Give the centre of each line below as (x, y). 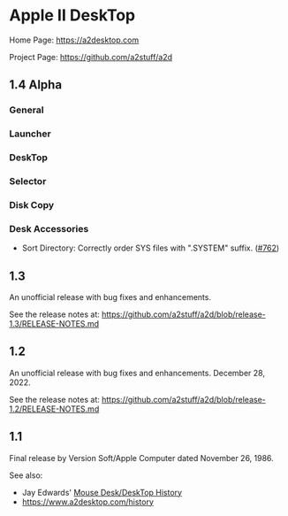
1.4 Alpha (36, 85)
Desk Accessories (49, 228)
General (27, 110)
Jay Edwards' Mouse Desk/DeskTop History (102, 492)
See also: (26, 475)
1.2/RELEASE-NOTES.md (54, 409)
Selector (28, 181)
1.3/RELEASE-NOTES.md (54, 324)
